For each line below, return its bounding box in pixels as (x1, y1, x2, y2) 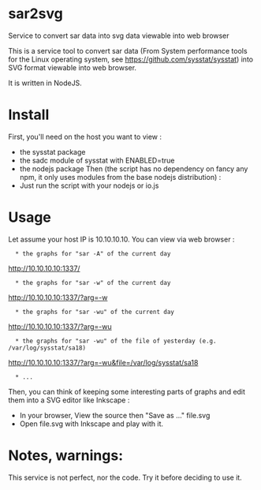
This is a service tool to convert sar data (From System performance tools (8, 46, 248, 55)
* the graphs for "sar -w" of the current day (15, 279, 171, 286)
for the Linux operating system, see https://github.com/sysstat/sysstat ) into (8, 54, 254, 64)
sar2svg (8, 5, 63, 23)
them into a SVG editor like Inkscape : (8, 395, 130, 405)
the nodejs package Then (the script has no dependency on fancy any (19, 163, 248, 174)
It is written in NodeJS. (8, 78, 83, 88)
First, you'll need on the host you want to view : (8, 132, 162, 141)
